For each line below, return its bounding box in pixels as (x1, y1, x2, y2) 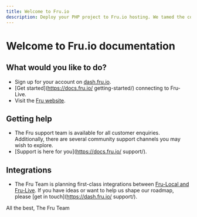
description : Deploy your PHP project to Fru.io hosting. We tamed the (6, 14, 185, 20)
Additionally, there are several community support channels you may (14, 135, 181, 143)
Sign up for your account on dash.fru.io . (14, 78, 111, 85)
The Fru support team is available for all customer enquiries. (14, 130, 160, 137)
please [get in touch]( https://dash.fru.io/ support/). (14, 193, 138, 200)
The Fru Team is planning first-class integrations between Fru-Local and (14, 181, 189, 188)
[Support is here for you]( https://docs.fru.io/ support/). (14, 148, 147, 155)
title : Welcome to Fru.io (6, 8, 69, 15)
